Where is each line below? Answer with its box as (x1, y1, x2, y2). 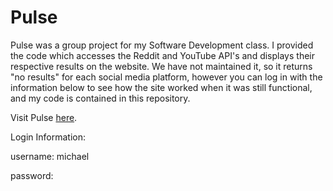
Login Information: (10, 131, 86, 143)
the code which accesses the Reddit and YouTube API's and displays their (10, 49, 315, 61)
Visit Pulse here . (10, 111, 78, 123)
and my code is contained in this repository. (10, 92, 191, 104)
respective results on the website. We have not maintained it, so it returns (10, 60, 313, 72)
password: (10, 169, 54, 181)
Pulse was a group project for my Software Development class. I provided (10, 39, 314, 51)
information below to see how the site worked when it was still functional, (10, 81, 313, 93)
